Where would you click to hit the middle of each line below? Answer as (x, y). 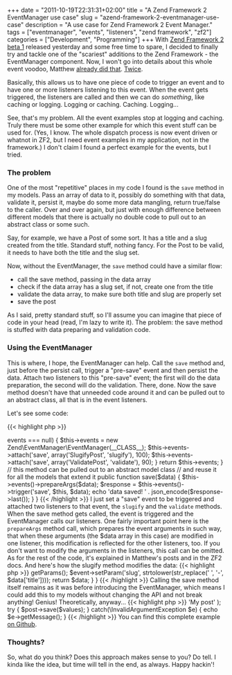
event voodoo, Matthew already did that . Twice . (75, 69)
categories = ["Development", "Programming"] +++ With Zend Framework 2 (116, 40)
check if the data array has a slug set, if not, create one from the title (115, 287)
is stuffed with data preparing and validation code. (79, 330)
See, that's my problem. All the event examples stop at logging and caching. (116, 118)
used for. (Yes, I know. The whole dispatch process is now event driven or (113, 132)
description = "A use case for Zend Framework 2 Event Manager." (119, 25)
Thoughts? (26, 642)
